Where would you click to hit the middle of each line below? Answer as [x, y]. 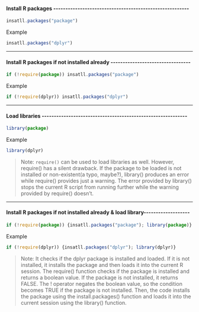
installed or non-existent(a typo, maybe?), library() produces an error [105, 174]
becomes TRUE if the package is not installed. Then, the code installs [105, 290]
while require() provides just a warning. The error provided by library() [106, 180]
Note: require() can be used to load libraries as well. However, [97, 162]
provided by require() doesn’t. [57, 193]
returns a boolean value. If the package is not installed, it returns [99, 277]
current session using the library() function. [74, 303]
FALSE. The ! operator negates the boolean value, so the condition [101, 284]
